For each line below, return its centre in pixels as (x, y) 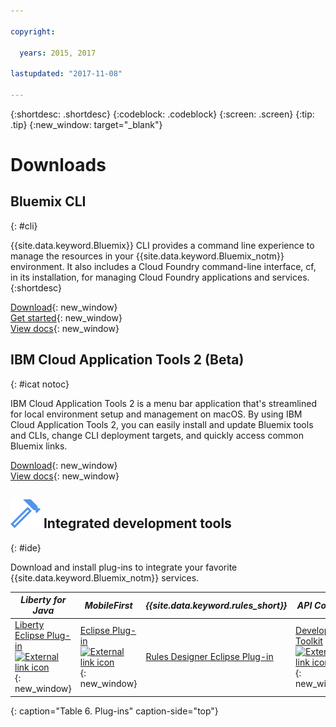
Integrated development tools (137, 523)
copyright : (33, 31)
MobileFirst (108, 605)
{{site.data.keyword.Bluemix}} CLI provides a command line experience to (162, 245)
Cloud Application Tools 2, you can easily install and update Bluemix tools (162, 424)
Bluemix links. (39, 446)
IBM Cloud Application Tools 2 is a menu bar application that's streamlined (163, 403)
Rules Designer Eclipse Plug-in (209, 657)
